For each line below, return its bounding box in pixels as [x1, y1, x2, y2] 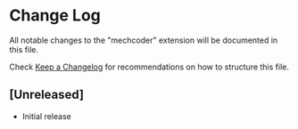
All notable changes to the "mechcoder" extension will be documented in [9, 35, 278, 45]
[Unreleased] [9, 87, 85, 102]
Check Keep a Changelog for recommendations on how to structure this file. [9, 61, 290, 72]
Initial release [21, 110, 71, 121]
